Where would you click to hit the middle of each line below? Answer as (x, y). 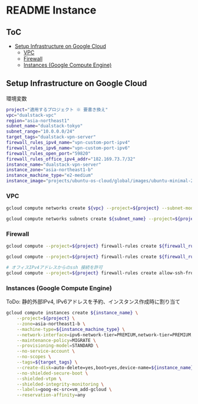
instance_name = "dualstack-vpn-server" (54, 165)
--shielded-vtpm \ (39, 379)
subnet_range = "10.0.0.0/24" (41, 132)
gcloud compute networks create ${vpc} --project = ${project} (83, 208)
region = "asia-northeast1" (38, 121)
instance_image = (26, 181)
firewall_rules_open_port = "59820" (49, 153)
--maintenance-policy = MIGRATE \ (56, 340)
